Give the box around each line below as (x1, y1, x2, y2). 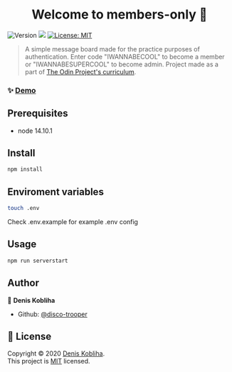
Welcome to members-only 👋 (31, 6, 208, 23)
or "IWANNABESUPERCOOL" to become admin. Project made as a (24, 60, 219, 69)
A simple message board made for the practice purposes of (24, 44, 201, 53)
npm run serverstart (7, 257, 69, 264)
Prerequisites (7, 107, 68, 120)
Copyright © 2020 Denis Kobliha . (7, 349, 105, 358)
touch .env (7, 205, 40, 212)
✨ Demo (7, 85, 36, 95)
